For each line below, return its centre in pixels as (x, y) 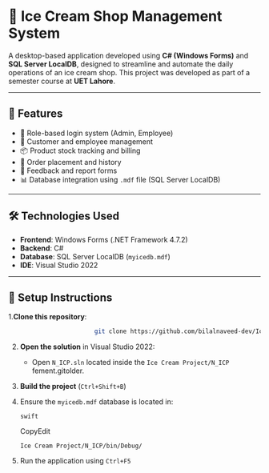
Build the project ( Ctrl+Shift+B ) (73, 387)
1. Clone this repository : (48, 317)
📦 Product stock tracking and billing (80, 150)
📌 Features (36, 114)
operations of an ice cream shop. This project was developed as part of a (129, 72)
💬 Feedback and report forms (68, 170)
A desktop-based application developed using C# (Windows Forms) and (128, 55)
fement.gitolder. (58, 371)
